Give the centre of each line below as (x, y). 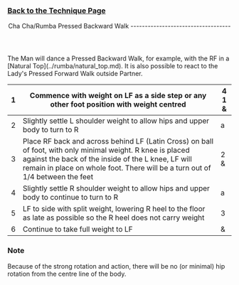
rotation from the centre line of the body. (67, 274)
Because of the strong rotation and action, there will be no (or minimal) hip (116, 266)
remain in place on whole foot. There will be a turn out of (117, 168)
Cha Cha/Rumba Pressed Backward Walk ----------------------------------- (119, 26)
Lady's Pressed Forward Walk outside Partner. (75, 74)
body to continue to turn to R (70, 198)
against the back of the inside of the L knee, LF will (107, 159)
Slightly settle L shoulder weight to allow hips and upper (116, 121)
